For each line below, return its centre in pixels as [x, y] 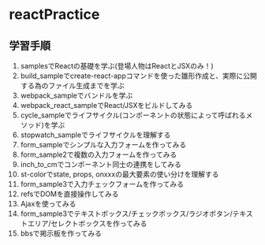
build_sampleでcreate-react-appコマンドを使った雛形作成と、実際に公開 [138, 76]
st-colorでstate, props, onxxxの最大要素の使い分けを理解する [119, 174]
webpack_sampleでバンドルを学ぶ [77, 95]
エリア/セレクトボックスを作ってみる [87, 223]
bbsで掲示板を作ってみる [61, 233]
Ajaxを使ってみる [48, 204]
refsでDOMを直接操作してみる [69, 194]
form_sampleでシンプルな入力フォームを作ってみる [103, 145]
